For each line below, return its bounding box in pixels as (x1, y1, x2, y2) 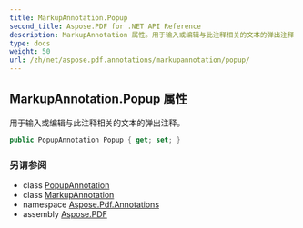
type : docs (9, 38, 51, 48)
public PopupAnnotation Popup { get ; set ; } (9, 135, 181, 144)
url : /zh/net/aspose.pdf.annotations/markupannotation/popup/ (9, 55, 250, 64)
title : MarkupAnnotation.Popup (9, 13, 128, 23)
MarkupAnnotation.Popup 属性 (9, 92, 188, 107)
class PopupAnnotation (22, 179, 110, 191)
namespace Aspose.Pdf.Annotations (22, 199, 160, 210)
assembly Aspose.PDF (22, 208, 107, 219)
